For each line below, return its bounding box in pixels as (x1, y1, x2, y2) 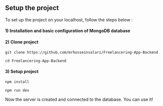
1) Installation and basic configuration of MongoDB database (5, 28, 131, 34)
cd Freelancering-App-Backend (5, 58, 67, 63)
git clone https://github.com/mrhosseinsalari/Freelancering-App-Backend (5, 50, 159, 55)
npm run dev (5, 88, 29, 93)
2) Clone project (5, 39, 39, 45)
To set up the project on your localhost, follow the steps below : (5, 17, 133, 22)
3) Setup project (5, 69, 39, 74)
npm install (5, 79, 29, 84)
